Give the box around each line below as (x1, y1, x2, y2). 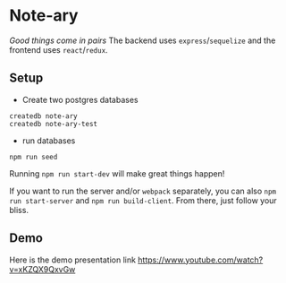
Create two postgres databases (21, 94, 139, 105)
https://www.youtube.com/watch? (138, 254, 264, 265)
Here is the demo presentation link (9, 254, 137, 265)
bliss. (9, 204, 29, 215)
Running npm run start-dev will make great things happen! (9, 167, 225, 179)
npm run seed (9, 152, 58, 161)
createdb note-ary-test (9, 119, 98, 128)
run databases (21, 135, 76, 146)
